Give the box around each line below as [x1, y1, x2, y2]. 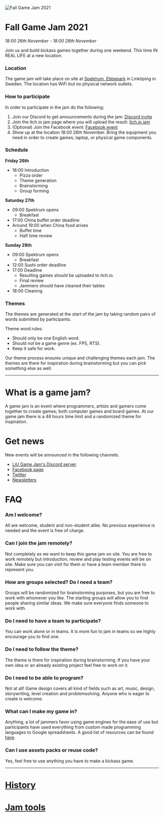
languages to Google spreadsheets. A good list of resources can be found [5, 729, 154, 736]
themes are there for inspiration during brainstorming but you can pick [5, 360, 146, 366]
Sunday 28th [5, 242, 32, 248]
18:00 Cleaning [12, 288, 43, 294]
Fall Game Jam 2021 [5, 22, 88, 33]
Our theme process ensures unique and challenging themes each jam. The [5, 355, 155, 361]
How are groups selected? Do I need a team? [5, 578, 113, 585]
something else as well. [5, 365, 52, 371]
